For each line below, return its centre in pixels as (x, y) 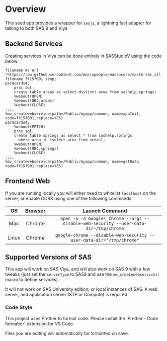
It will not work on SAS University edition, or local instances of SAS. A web (82, 289)
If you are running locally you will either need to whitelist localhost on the (81, 193)
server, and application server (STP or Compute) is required (66, 295)
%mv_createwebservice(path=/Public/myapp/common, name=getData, (73, 162)
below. (12, 61)
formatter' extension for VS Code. (40, 324)
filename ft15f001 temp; (31, 79)
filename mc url (22, 70)
